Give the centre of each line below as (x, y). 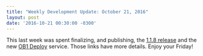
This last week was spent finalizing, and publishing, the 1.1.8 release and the (101, 40)
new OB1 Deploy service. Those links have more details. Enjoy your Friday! (100, 46)
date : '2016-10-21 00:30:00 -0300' (52, 23)
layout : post (23, 17)
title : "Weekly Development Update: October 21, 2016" (77, 12)
